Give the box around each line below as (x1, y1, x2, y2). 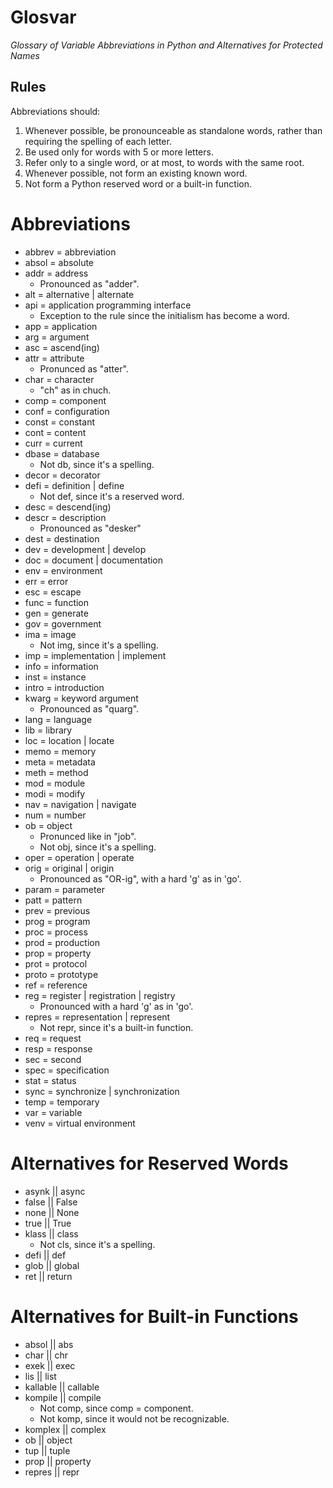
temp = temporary (24, 1096, 100, 1108)
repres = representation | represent (24, 1011, 171, 1023)
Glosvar (10, 6, 77, 29)
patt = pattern (24, 894, 83, 906)
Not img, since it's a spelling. (39, 639, 159, 651)
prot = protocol (24, 957, 88, 970)
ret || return (24, 1270, 73, 1282)
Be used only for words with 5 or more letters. (24, 146, 214, 158)
